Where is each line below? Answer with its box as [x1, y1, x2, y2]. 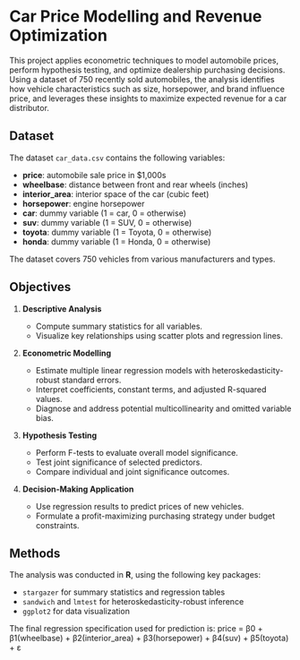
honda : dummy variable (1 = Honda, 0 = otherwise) [21, 236, 211, 247]
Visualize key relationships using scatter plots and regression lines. [35, 330, 284, 341]
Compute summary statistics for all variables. [35, 321, 203, 331]
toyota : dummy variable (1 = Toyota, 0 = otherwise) [21, 227, 212, 237]
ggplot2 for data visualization [21, 606, 130, 617]
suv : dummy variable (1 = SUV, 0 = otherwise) [21, 217, 193, 227]
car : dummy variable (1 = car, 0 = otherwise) [21, 208, 186, 219]
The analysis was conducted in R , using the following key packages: [9, 570, 261, 580]
